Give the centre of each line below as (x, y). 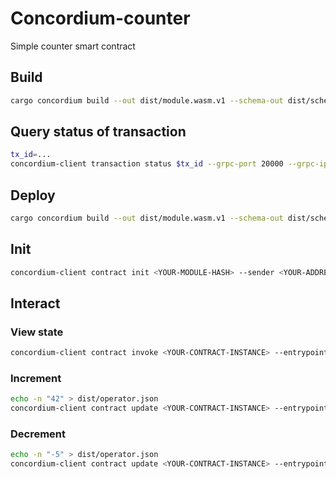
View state (37, 332)
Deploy (33, 195)
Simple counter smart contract (73, 46)
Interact (35, 303)
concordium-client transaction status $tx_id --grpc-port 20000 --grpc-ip (169, 164)
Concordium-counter (100, 18)
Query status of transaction (98, 132)
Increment (36, 379)
